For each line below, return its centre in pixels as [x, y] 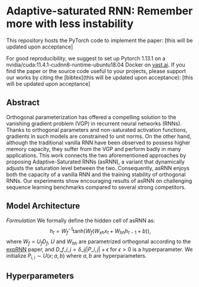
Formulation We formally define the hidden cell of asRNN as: [81, 220]
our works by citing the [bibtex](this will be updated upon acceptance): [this [99, 77]
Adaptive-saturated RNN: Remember [99, 11]
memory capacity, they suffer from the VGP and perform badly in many [94, 149]
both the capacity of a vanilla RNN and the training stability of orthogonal [96, 174]
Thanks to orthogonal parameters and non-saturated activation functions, [97, 129]
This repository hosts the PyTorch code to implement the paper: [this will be [99, 40]
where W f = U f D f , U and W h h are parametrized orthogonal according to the [99, 242]
